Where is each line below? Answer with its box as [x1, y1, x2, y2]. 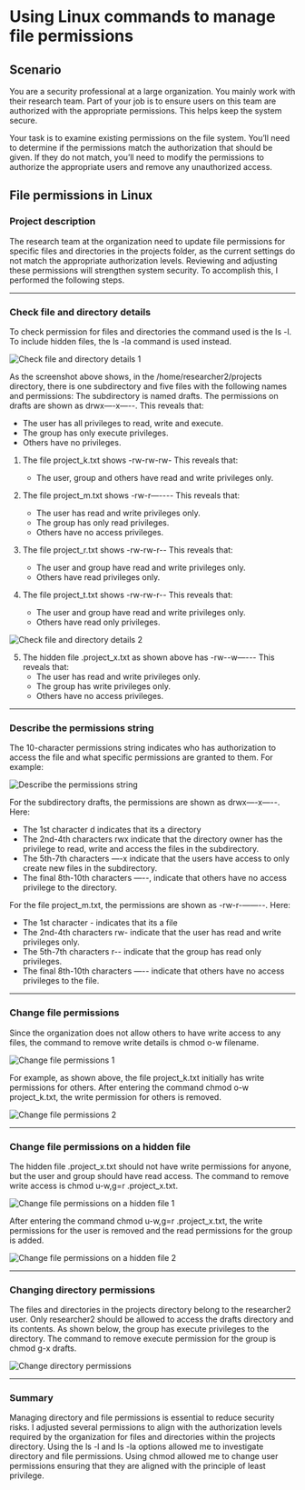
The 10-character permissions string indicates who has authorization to [9, 743, 277, 754]
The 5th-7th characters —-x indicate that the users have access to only [22, 853, 290, 865]
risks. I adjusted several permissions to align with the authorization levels [9, 1422, 283, 1433]
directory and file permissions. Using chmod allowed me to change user [9, 1451, 279, 1462]
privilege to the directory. [22, 882, 118, 893]
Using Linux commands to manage [9, 6, 276, 27]
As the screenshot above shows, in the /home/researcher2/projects [9, 371, 262, 382]
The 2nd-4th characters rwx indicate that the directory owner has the [22, 834, 283, 845]
